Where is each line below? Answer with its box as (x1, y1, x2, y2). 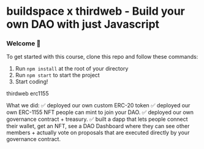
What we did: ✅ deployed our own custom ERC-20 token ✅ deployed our (6, 102, 191, 109)
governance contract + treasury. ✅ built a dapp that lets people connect (6, 115, 188, 123)
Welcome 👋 (6, 39, 41, 48)
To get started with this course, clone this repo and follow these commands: (6, 53, 198, 61)
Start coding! (15, 78, 48, 85)
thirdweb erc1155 (6, 90, 49, 97)
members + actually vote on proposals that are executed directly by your (6, 129, 190, 136)
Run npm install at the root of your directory (15, 65, 129, 72)
